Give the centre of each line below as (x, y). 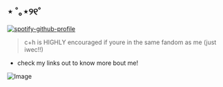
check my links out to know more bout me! (78, 63)
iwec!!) (33, 49)
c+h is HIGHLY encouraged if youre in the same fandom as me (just (120, 42)
